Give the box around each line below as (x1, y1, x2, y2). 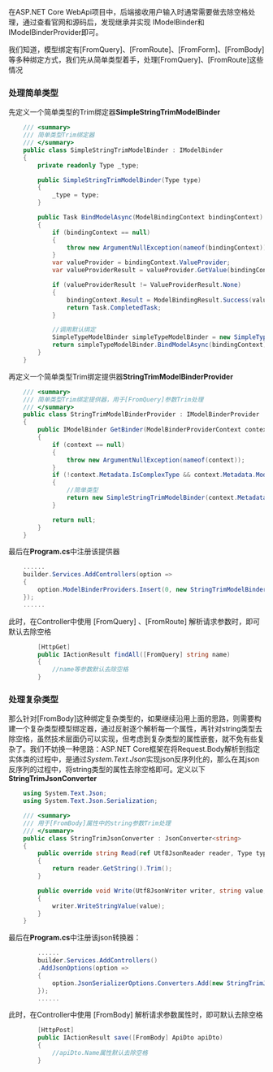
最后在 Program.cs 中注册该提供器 (8, 547, 120, 557)
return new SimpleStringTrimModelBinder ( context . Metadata (66, 494, 267, 502)
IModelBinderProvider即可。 (8, 28, 103, 37)
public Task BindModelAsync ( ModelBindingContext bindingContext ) (37, 214, 264, 222)
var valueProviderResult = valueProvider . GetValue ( (51, 267, 231, 275)
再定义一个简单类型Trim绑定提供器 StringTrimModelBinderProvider (8, 371, 234, 381)
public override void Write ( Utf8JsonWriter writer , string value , (37, 887, 267, 895)
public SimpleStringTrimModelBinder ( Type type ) (37, 176, 201, 184)
